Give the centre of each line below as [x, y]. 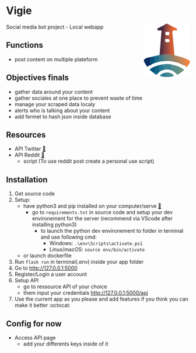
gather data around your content [54, 92]
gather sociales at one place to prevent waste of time [78, 98]
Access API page [35, 338]
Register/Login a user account [51, 274]
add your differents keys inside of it [66, 344]
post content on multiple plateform [56, 59]
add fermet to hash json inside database [63, 116]
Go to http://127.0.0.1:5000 [46, 268]
